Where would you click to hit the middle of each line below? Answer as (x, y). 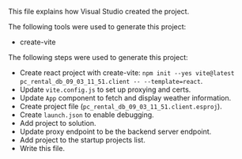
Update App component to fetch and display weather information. (125, 98)
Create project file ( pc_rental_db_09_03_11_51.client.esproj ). (121, 106)
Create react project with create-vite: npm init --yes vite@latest (127, 73)
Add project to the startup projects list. (83, 140)
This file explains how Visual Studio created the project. (99, 11)
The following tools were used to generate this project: (97, 26)
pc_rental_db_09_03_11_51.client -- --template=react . (111, 81)
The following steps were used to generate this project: (98, 57)
